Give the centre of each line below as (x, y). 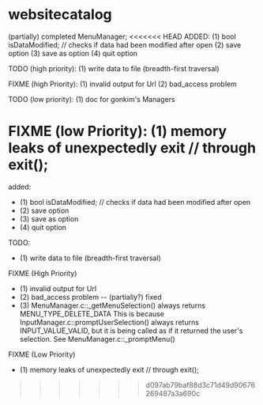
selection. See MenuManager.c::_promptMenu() (97, 339)
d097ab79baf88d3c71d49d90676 (200, 384)
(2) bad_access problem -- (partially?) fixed (90, 297)
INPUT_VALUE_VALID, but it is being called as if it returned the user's (131, 331)
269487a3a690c (173, 393)
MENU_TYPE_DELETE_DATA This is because (92, 313)
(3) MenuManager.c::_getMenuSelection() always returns (113, 305)
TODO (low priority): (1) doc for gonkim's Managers (92, 99)
